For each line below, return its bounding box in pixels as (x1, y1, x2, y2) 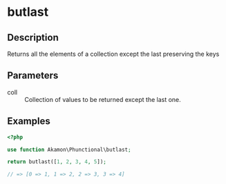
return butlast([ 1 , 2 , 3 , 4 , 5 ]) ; (7, 159, 107, 165)
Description (7, 32, 59, 43)
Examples (7, 115, 50, 127)
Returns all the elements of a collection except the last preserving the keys (7, 50, 220, 58)
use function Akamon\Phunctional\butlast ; (7, 146, 131, 153)
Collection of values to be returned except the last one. (24, 95, 181, 103)
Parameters (7, 70, 59, 81)
